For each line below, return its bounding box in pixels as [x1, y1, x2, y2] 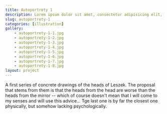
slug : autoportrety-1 [5, 17, 51, 22]
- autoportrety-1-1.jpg [14, 31, 64, 36]
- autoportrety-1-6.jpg [14, 54, 64, 59]
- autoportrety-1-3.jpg [14, 40, 64, 45]
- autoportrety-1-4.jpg [14, 45, 64, 50]
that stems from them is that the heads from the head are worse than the [5, 87, 155, 93]
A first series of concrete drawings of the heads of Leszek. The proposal [5, 82, 155, 88]
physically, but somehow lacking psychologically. [5, 103, 107, 109]
